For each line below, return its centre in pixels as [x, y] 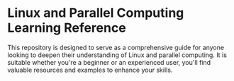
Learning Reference [67, 28]
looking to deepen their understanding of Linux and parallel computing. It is [117, 55]
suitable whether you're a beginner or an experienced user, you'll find [109, 62]
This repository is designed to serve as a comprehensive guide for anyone [116, 47]
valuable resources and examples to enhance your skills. [90, 70]
